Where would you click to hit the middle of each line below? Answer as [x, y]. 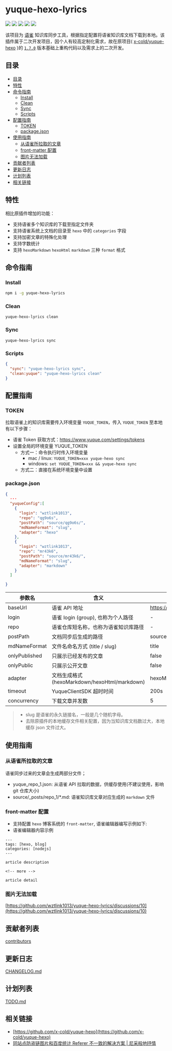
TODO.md [16, 1001]
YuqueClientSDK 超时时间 [83, 692]
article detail [21, 881]
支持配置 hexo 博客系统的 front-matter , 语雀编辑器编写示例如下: [80, 824]
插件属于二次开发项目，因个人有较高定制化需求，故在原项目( [69, 41]
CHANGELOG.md [24, 971]
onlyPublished [25, 656]
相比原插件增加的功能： [30, 213]
